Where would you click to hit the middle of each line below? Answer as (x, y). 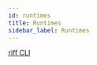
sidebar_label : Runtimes (49, 30)
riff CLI (19, 53)
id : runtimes (30, 15)
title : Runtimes (35, 23)
